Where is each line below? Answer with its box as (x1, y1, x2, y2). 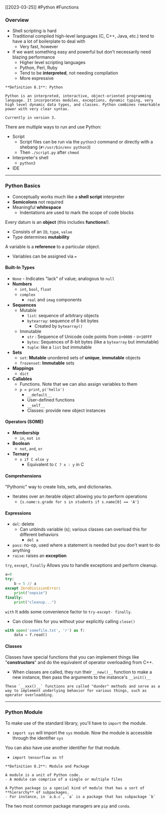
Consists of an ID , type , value (12, 228, 73, 235)
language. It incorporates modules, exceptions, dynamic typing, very (5, 98, 154, 103)
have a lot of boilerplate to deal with (12, 38, 85, 44)
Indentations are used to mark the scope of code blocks (19, 209, 134, 215)
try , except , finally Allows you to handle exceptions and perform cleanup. (5, 562, 158, 568)
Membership (12, 430, 40, 436)
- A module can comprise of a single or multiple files (5, 777, 123, 782)
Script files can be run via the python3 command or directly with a (19, 139, 153, 145)
